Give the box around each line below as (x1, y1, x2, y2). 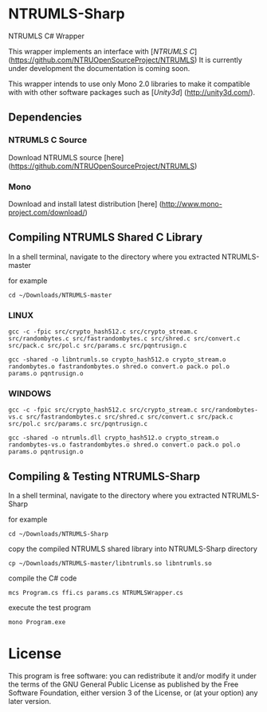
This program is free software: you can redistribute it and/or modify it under (8, 671, 257, 681)
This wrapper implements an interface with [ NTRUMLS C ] (8, 46, 198, 56)
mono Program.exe (8, 619, 66, 627)
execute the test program (8, 603, 92, 612)
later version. (8, 697, 52, 706)
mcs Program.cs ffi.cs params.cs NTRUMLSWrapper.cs (8, 589, 183, 597)
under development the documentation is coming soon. (8, 63, 190, 73)
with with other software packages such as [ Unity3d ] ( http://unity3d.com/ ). (8, 87, 256, 96)
